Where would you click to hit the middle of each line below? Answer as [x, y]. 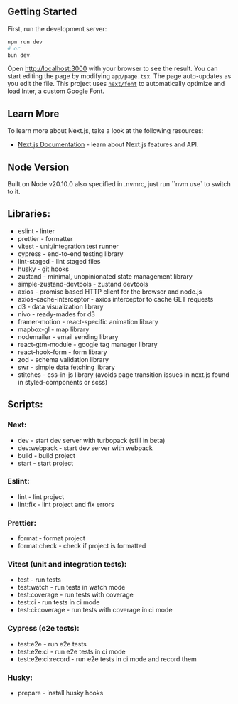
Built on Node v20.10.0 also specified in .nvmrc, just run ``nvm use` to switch [119, 184]
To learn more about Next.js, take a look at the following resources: [106, 131]
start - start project [45, 463]
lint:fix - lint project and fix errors [66, 504]
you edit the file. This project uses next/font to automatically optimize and [116, 84]
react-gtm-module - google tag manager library [87, 344]
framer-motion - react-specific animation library [88, 321]
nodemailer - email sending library [68, 336]
